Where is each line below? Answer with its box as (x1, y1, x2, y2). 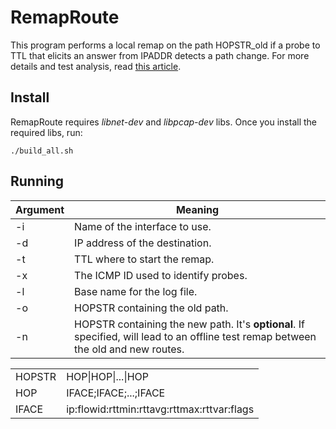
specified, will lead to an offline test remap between (74, 329, 317, 343)
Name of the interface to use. (74, 219, 212, 233)
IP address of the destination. (74, 236, 212, 250)
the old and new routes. (74, 342, 185, 356)
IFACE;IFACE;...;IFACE (66, 386, 166, 400)
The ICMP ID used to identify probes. (74, 268, 248, 282)
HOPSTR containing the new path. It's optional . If (74, 317, 305, 331)
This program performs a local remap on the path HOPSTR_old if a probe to (10, 39, 321, 51)
